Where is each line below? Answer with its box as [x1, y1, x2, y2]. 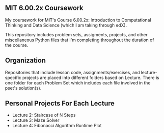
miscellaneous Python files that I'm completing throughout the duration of [5, 37, 154, 43]
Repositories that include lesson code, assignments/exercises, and [5, 69, 140, 75]
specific [5, 75, 22, 80]
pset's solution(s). [5, 85, 42, 91]
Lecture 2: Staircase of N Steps [12, 112, 76, 118]
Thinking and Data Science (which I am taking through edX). [5, 22, 127, 28]
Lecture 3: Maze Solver [12, 117, 60, 123]
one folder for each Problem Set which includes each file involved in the [5, 80, 151, 85]
